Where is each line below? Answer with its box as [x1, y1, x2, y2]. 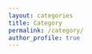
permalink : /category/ [8, 26, 84, 34]
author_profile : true [8, 33, 81, 42]
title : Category [8, 19, 62, 27]
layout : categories [8, 11, 74, 20]
